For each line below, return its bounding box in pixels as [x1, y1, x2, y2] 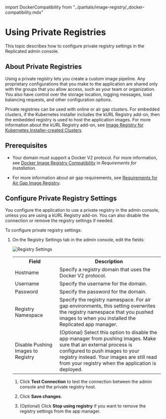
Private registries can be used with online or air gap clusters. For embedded [5, 106, 160, 112]
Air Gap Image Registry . [12, 180, 61, 186]
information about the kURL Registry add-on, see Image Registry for [5, 122, 144, 128]
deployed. [59, 366, 83, 373]
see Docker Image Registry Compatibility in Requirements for [12, 160, 137, 166]
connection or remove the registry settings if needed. [5, 218, 114, 224]
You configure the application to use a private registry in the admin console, [5, 207, 160, 213]
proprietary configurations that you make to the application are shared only [5, 81, 158, 87]
